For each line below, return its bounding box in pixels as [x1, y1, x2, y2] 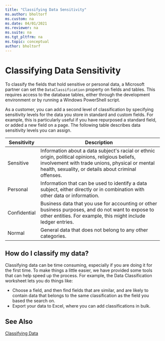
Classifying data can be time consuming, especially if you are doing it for [5, 262, 153, 268]
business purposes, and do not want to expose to [40, 206, 155, 213]
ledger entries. [40, 218, 74, 225]
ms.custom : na [5, 16, 34, 21]
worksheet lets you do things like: [5, 278, 73, 284]
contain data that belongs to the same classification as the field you [12, 293, 149, 299]
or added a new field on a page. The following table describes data [5, 122, 141, 128]
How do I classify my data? [5, 249, 89, 257]
